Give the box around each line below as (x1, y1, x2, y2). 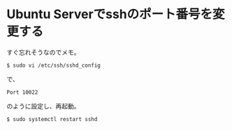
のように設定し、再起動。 (6, 101, 80, 110)
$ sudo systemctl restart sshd (6, 115, 98, 122)
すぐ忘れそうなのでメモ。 (6, 48, 80, 56)
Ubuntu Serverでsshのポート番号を (6, 6, 213, 22)
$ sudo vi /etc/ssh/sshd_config (6, 62, 101, 69)
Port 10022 (6, 88, 38, 96)
